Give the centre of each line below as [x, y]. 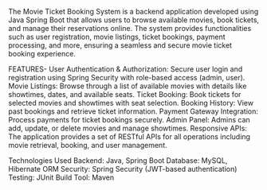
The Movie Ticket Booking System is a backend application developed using [133, 12]
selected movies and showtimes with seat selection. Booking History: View [131, 103]
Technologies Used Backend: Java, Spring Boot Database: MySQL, [118, 161]
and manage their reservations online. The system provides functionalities [130, 28]
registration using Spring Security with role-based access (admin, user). [127, 78]
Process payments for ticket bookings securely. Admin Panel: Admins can [130, 120]
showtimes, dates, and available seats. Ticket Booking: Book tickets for [125, 94]
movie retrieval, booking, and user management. [88, 145]
